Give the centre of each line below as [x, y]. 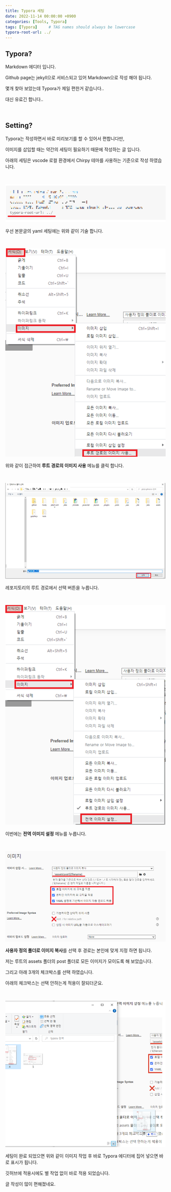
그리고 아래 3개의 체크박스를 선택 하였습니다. [50, 972]
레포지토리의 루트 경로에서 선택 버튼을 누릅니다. [52, 588]
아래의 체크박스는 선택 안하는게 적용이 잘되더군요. [54, 983]
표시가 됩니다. [24, 1162]
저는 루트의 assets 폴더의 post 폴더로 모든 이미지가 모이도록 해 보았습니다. [79, 961]
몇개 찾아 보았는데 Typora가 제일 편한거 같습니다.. [55, 88]
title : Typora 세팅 [25, 11]
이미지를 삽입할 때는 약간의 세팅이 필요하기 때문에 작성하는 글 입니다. [73, 149]
